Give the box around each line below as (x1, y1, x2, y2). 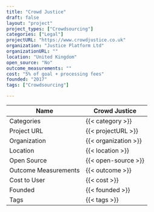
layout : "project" (6, 20, 53, 26)
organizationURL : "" (6, 48, 59, 55)
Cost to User (9, 176, 45, 184)
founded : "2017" (6, 76, 47, 82)
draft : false (6, 15, 39, 21)
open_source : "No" (6, 59, 53, 65)
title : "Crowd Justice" (6, 8, 67, 15)
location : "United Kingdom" (6, 54, 78, 60)
